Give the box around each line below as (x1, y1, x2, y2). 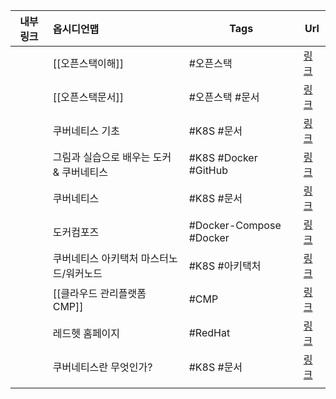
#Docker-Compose (188, 219, 282, 232)
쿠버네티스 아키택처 (52, 252, 139, 265)
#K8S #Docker (188, 151, 258, 164)
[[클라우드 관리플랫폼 (52, 287, 147, 300)
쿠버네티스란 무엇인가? (52, 360, 153, 374)
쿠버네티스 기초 (52, 124, 121, 138)
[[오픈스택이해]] (52, 57, 125, 70)
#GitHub (188, 164, 229, 177)
